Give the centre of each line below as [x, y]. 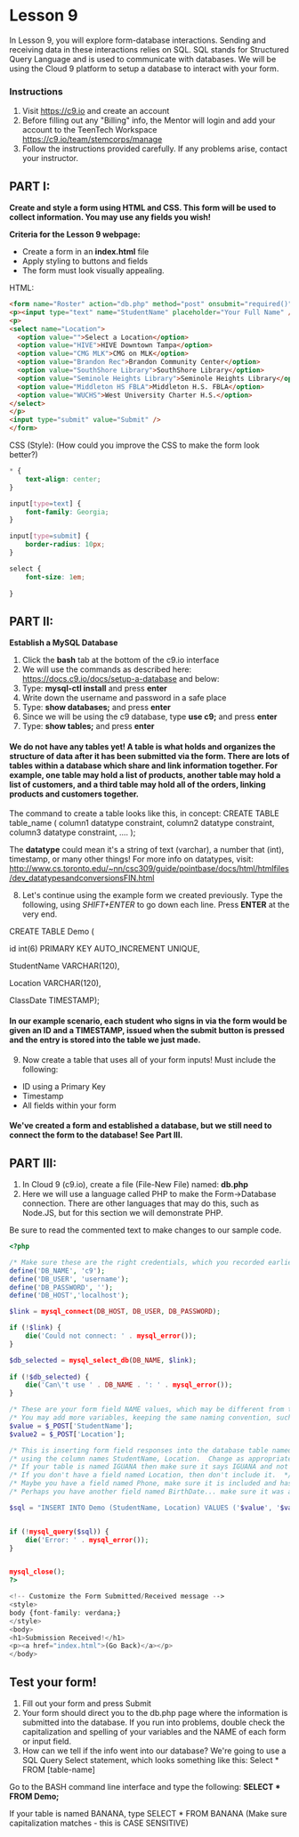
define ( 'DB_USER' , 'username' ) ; [69, 1279]
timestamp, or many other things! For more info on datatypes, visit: [131, 859]
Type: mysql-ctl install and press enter [94, 688]
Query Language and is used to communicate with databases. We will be [143, 59]
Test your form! [53, 1682]
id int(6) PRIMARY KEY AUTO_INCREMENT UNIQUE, [105, 949]
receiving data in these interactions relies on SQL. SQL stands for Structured [149, 49]
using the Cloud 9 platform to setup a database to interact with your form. [144, 69]
